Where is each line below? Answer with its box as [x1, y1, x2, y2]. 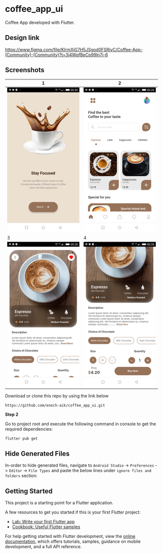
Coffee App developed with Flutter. [5, 19, 75, 25]
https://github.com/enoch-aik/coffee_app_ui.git [5, 403, 105, 408]
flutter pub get [5, 436, 38, 441]
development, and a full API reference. [5, 543, 82, 549]
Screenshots [5, 66, 45, 74]
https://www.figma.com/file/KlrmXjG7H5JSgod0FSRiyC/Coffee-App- [5, 46, 143, 52]
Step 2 [5, 412, 18, 418]
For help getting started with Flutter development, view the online [5, 533, 136, 539]
